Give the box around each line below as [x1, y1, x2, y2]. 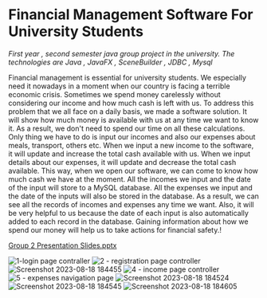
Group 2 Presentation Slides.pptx [8, 241, 117, 250]
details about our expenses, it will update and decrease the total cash [8, 157, 237, 167]
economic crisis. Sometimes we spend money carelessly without [8, 89, 221, 99]
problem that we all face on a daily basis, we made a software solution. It [8, 106, 247, 116]
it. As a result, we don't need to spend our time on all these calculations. [8, 124, 245, 133]
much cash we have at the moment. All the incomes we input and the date [8, 174, 251, 184]
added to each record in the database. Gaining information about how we [8, 217, 249, 226]
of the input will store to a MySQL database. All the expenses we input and [8, 182, 253, 192]
